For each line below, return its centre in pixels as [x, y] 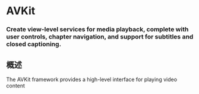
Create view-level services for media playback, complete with [97, 30]
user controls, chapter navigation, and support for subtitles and [100, 37]
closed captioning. [34, 44]
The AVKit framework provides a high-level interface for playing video [91, 79]
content [16, 85]
